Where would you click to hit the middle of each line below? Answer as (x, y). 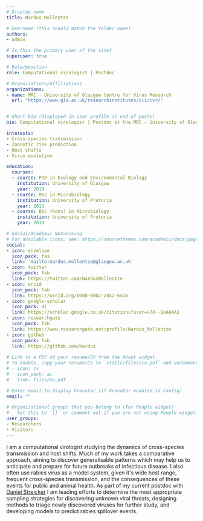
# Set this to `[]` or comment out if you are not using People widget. (102, 413)
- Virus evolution (29, 156)
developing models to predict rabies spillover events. (72, 511)
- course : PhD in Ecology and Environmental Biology (79, 178)
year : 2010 (31, 223)
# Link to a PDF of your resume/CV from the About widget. (82, 357)
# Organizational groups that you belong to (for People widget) (90, 407)
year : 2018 (31, 189)
